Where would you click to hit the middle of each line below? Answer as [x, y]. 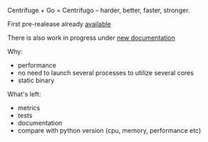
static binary [36, 80]
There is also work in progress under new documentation [92, 38]
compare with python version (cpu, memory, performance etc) [109, 130]
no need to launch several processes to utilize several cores [106, 73]
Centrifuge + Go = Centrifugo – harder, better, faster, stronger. [99, 10]
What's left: [24, 94]
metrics [29, 108]
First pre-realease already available [59, 24]
